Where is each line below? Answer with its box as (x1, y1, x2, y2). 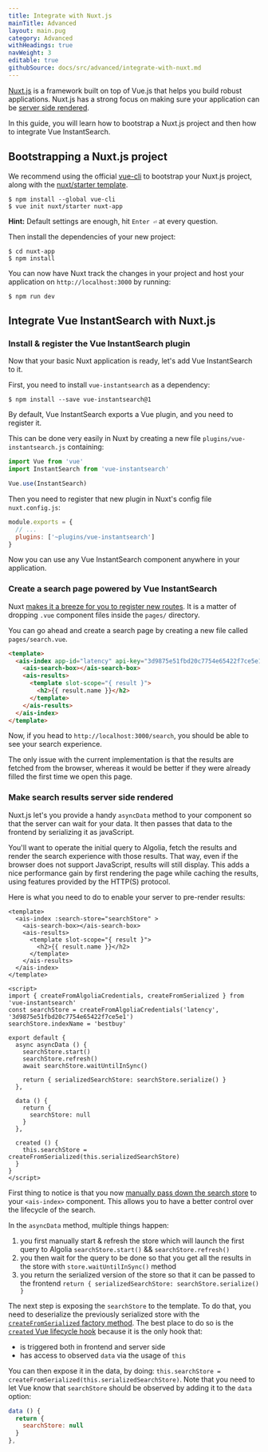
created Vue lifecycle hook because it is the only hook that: (8, 1326, 203, 1336)
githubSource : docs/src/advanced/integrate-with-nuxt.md (8, 64, 202, 72)
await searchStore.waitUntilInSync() (22, 1061, 148, 1069)
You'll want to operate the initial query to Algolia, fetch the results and (8, 842, 238, 852)
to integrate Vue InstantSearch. (8, 126, 111, 136)
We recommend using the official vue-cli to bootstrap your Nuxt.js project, (8, 171, 253, 181)
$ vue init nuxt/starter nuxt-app (8, 202, 124, 211)
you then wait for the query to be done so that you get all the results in (19, 1253, 251, 1262)
